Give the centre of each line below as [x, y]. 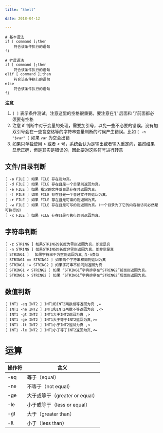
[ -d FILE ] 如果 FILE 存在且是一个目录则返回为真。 [54, 184]
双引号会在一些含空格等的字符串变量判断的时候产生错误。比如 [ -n [79, 131]
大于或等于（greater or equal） [63, 395]
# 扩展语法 [15, 60]
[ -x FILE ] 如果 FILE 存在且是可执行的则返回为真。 [54, 216]
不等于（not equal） [50, 386]
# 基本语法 [15, 37]
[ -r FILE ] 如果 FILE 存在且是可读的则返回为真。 [52, 200]
